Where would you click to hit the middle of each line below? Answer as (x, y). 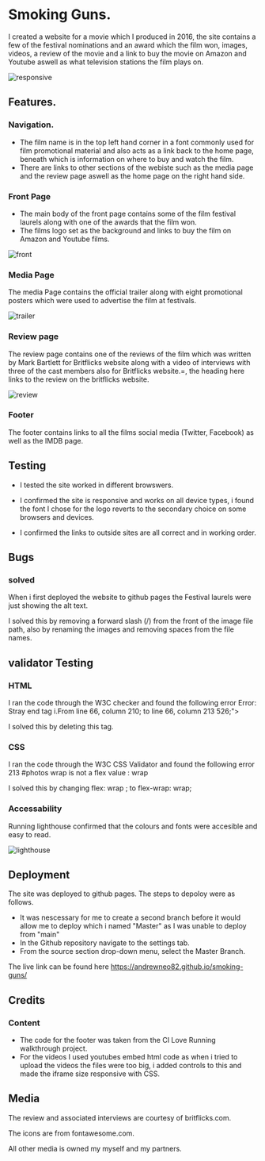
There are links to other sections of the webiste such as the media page (136, 167)
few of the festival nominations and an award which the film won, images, (128, 44)
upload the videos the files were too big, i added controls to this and (131, 1066)
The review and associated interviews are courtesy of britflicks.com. (120, 1117)
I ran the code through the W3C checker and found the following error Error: (132, 703)
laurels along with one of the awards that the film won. (108, 222)
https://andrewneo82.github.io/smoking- (177, 967)
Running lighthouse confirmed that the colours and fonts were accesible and (133, 826)
